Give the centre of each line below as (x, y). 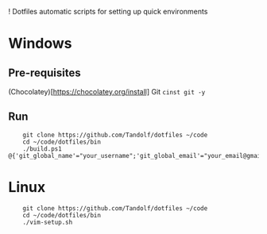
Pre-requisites (44, 73)
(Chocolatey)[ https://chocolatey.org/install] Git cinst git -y (107, 92)
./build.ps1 (42, 149)
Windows (40, 44)
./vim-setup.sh (48, 222)
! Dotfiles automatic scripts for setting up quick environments (108, 12)
